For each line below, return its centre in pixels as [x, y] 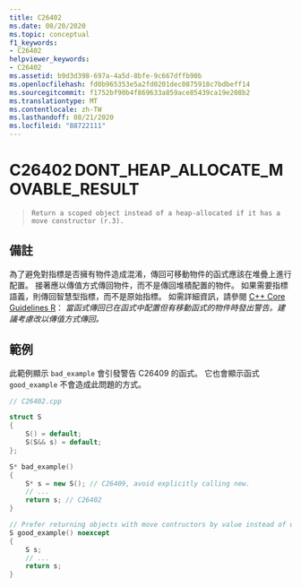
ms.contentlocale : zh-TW [56, 109]
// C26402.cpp [36, 401]
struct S [26, 418]
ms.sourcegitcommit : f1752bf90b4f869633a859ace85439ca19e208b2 [130, 92]
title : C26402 [36, 17]
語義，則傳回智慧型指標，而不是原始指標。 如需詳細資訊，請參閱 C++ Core [147, 296]
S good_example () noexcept [60, 533]
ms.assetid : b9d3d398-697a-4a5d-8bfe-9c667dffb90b [106, 76]
